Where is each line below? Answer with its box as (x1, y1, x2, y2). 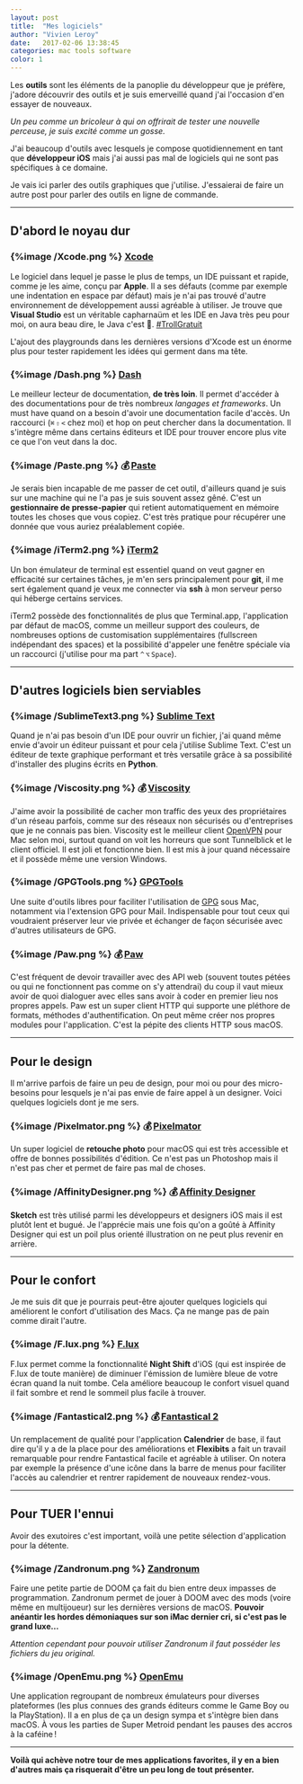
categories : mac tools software (10, 47, 131, 56)
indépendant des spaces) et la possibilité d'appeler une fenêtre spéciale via (10, 639, 290, 650)
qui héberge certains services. (10, 592, 124, 603)
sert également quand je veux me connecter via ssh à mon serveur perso (10, 583, 282, 594)
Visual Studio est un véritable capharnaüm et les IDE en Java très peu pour (10, 309, 290, 320)
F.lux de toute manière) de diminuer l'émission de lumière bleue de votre (10, 1368, 278, 1379)
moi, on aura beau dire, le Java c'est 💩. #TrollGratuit (10, 318, 203, 329)
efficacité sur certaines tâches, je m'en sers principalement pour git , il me (10, 573, 284, 584)
